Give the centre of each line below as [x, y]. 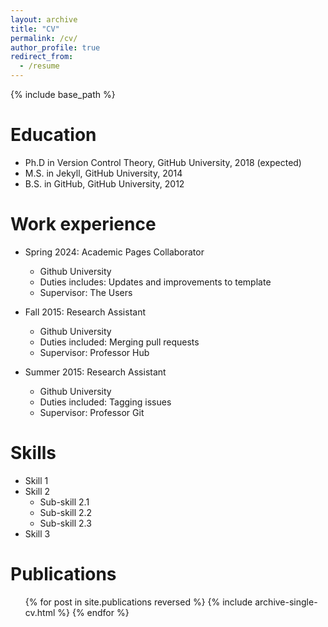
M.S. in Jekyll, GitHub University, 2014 [103, 173]
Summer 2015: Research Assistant [95, 372]
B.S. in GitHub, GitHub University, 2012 [104, 183]
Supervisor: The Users [86, 292]
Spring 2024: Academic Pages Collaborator [114, 252]
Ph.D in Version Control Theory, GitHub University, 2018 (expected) [163, 162]
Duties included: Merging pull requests [119, 342]
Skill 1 [36, 480]
